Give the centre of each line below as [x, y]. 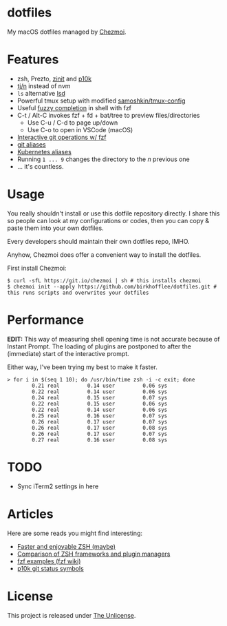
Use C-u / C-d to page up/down [73, 123]
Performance [46, 320]
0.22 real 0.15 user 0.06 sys [100, 404]
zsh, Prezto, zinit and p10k [54, 79]
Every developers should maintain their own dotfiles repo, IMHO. [99, 241]
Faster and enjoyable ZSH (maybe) [66, 546]
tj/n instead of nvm [44, 86]
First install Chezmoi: [37, 268]
